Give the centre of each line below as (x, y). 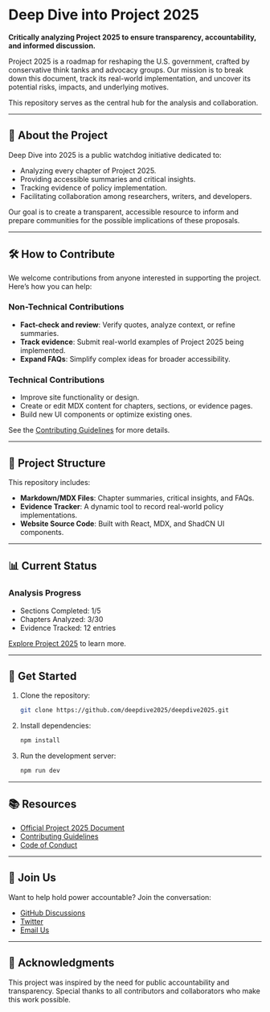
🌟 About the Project (58, 136)
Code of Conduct (49, 844)
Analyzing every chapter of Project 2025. (88, 170)
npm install (40, 740)
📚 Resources (43, 805)
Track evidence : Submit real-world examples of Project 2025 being (132, 342)
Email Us (35, 930)
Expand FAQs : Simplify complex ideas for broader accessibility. (125, 359)
